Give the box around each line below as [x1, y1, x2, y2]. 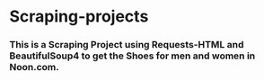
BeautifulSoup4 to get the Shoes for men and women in [9, 49, 256, 62]
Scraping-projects [9, 6, 149, 27]
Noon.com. [9, 61, 60, 74]
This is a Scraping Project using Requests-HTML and [9, 39, 244, 51]
